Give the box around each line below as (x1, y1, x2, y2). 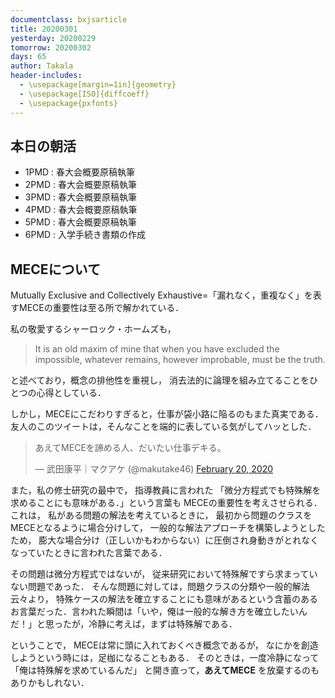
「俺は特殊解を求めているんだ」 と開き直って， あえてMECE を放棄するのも (10, 664, 320, 676)
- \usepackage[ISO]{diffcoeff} (19, 89, 150, 99)
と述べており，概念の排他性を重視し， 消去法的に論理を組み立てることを (10, 374, 310, 386)
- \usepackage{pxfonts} (19, 98, 118, 108)
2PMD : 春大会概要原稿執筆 (24, 179, 137, 191)
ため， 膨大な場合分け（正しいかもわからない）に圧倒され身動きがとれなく (10, 534, 320, 546)
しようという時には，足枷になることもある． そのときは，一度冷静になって (10, 652, 320, 664)
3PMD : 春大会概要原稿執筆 (24, 191, 138, 203)
